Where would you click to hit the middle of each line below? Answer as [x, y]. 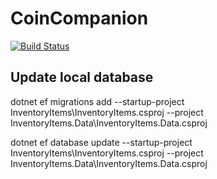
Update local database [82, 77]
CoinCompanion [79, 18]
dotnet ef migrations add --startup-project [97, 101]
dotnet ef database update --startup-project [101, 142]
